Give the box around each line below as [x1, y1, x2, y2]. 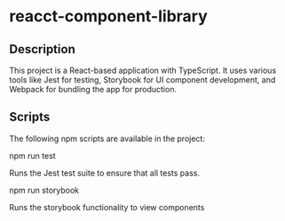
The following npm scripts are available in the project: [9, 133, 206, 144]
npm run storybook [9, 185, 80, 195]
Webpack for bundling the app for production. [9, 84, 178, 94]
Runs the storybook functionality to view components [9, 201, 205, 212]
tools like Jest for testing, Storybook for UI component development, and [9, 75, 276, 85]
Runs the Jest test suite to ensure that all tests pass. [9, 167, 200, 178]
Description [9, 42, 75, 57]
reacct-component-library [9, 6, 209, 27]
